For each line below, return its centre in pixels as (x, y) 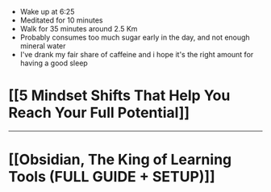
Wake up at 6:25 (47, 12)
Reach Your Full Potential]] (99, 113)
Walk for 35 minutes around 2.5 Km (79, 29)
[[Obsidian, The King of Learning (120, 160)
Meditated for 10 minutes (61, 20)
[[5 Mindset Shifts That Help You (119, 96)
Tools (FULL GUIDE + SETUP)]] (112, 177)
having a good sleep (54, 63)
